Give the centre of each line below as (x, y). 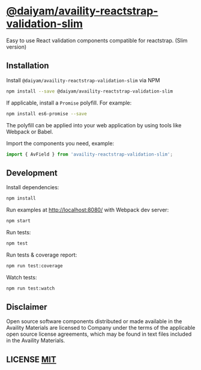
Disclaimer (27, 307)
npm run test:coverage (34, 265)
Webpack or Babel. (30, 132)
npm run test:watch (31, 288)
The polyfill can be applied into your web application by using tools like (94, 125)
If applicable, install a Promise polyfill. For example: (69, 103)
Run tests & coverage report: (42, 255)
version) (16, 47)
